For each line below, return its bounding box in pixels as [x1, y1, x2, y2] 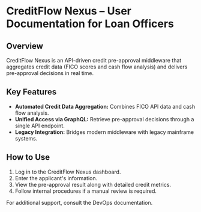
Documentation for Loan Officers [6, 17, 174, 31]
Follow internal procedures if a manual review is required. [14, 187, 157, 195]
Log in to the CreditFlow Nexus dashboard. [14, 168, 121, 175]
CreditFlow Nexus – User [6, 4, 132, 18]
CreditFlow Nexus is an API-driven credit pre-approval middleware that [6, 57, 182, 64]
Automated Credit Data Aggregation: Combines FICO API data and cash [14, 103, 196, 110]
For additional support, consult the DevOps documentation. [6, 199, 153, 206]
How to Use [6, 152, 50, 163]
